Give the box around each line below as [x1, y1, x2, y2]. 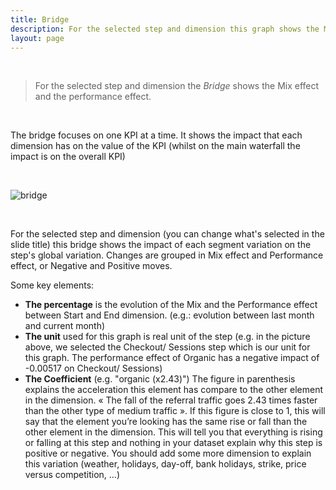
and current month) [24, 320, 106, 332]
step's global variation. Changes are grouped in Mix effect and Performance [10, 249, 324, 261]
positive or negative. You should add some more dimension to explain [24, 447, 312, 460]
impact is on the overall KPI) [10, 151, 126, 163]
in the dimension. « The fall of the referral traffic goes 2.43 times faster [24, 394, 318, 406]
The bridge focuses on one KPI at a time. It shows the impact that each [10, 129, 303, 141]
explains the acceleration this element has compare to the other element [24, 384, 324, 396]
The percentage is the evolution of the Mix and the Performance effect [24, 299, 318, 311]
